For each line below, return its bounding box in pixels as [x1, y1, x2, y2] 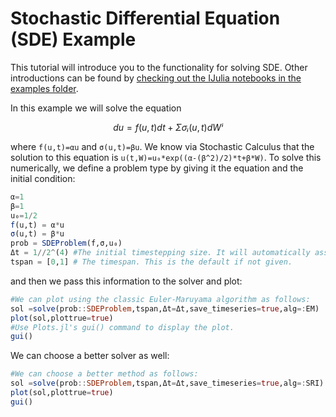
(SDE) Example [10, 28, 137, 51]
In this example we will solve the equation [10, 102, 182, 114]
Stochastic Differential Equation [10, 7, 281, 30]
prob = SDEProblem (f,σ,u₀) [10, 238, 123, 249]
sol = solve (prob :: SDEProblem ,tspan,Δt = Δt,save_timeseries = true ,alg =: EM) [10, 303, 320, 314]
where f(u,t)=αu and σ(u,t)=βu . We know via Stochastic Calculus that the [10, 140, 315, 152]
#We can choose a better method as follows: [10, 369, 199, 379]
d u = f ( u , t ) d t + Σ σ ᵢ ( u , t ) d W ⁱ [113, 121, 223, 133]
